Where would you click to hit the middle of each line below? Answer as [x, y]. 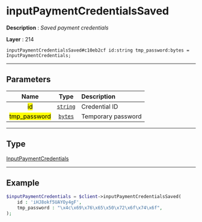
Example [23, 183]
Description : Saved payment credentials [57, 28]
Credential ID [99, 106]
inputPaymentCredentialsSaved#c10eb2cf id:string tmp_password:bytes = [98, 50]
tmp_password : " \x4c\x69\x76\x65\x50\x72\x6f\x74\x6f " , [90, 208]
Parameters [29, 79]
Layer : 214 [20, 39]
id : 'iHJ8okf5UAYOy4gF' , [50, 202]
